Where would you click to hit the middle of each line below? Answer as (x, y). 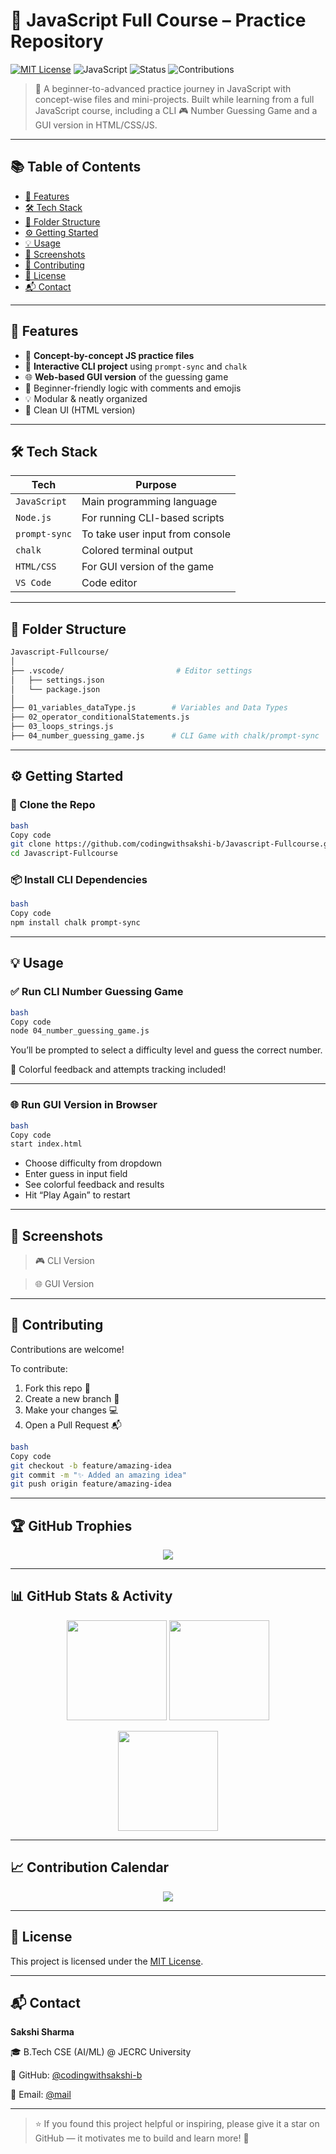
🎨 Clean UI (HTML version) (80, 410)
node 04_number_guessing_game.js (80, 1031)
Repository (57, 41)
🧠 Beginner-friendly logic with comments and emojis (133, 388)
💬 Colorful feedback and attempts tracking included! (118, 1070)
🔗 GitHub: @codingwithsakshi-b (76, 2075)
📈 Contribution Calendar (90, 1867)
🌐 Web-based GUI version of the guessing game (126, 376)
